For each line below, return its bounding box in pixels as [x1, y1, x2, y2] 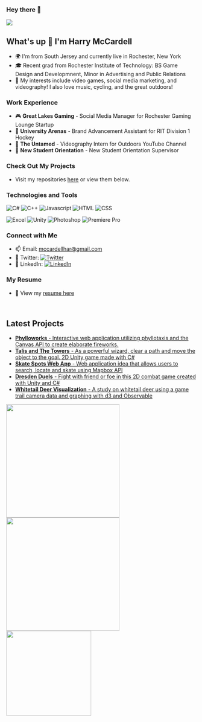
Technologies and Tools [6, 190, 78, 199]
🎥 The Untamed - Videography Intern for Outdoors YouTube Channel [14, 140, 187, 147]
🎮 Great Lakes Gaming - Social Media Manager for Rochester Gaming [14, 112, 191, 120]
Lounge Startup [14, 121, 54, 129]
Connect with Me [6, 231, 58, 239]
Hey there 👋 [6, 5, 41, 14]
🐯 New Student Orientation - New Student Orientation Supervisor [14, 147, 179, 154]
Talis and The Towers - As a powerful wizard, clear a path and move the [14, 347, 196, 355]
